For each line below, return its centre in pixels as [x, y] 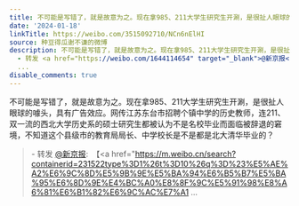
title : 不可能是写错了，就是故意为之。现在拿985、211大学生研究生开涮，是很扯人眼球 [148, 17]
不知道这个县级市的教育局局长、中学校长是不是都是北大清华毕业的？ [149, 135]
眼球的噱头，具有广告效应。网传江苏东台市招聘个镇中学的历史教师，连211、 [147, 113]
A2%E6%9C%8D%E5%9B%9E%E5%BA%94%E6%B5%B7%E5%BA [158, 173]
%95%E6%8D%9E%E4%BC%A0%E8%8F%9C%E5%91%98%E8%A [159, 182]
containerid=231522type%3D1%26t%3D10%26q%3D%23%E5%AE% [159, 163]
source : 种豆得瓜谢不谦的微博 [59, 42]
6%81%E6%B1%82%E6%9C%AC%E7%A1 [110, 192]
